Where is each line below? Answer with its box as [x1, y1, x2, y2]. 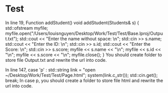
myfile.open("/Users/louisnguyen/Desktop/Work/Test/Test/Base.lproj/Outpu [5, 30, 163, 36]
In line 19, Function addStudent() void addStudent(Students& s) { [5, 20, 140, 26]
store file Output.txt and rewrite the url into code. [5, 57, 107, 63]
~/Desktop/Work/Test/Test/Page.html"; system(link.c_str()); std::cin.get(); [5, 72, 158, 78]
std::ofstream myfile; [5, 25, 48, 31]
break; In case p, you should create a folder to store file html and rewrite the [5, 77, 163, 83]
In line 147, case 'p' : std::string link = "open [5, 66, 96, 73]
